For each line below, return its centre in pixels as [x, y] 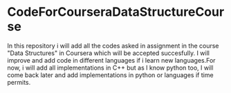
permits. [19, 82]
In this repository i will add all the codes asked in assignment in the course [113, 45]
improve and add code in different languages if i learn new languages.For [111, 60]
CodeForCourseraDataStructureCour [116, 12]
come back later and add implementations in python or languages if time [110, 75]
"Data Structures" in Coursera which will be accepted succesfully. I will [108, 53]
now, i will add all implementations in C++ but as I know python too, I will [110, 68]
